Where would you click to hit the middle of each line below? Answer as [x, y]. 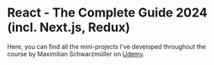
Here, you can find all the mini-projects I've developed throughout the [107, 46]
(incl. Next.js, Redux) [69, 27]
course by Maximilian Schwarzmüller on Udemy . [76, 54]
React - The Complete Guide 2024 [107, 13]
